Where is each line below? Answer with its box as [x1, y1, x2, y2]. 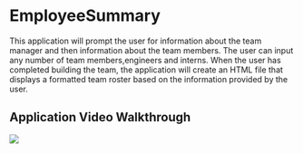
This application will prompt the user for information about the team [9, 35, 262, 46]
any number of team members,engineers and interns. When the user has [9, 54, 281, 65]
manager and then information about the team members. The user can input [9, 44, 294, 55]
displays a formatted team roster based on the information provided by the [9, 73, 288, 84]
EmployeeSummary [9, 5, 161, 26]
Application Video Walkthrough [9, 110, 191, 125]
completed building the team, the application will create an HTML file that [9, 64, 284, 75]
